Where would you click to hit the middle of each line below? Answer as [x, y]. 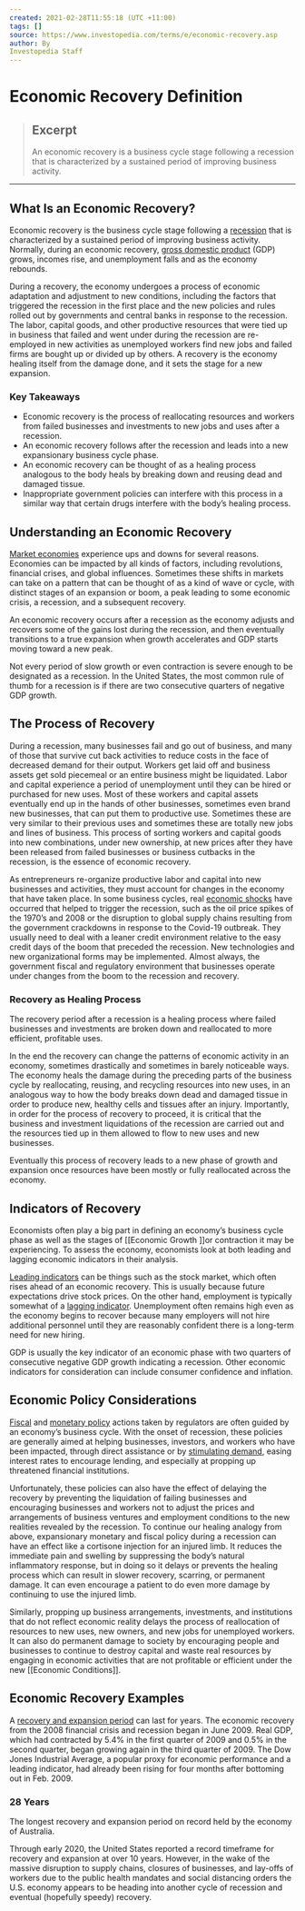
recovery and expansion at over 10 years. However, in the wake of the [140, 1858]
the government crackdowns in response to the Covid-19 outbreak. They [145, 927]
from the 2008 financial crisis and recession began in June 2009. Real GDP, [151, 1730]
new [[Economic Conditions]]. [65, 1669]
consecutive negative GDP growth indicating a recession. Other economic [148, 1362]
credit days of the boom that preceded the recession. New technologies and [152, 947]
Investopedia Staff [46, 52]
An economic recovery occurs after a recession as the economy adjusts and [152, 620]
